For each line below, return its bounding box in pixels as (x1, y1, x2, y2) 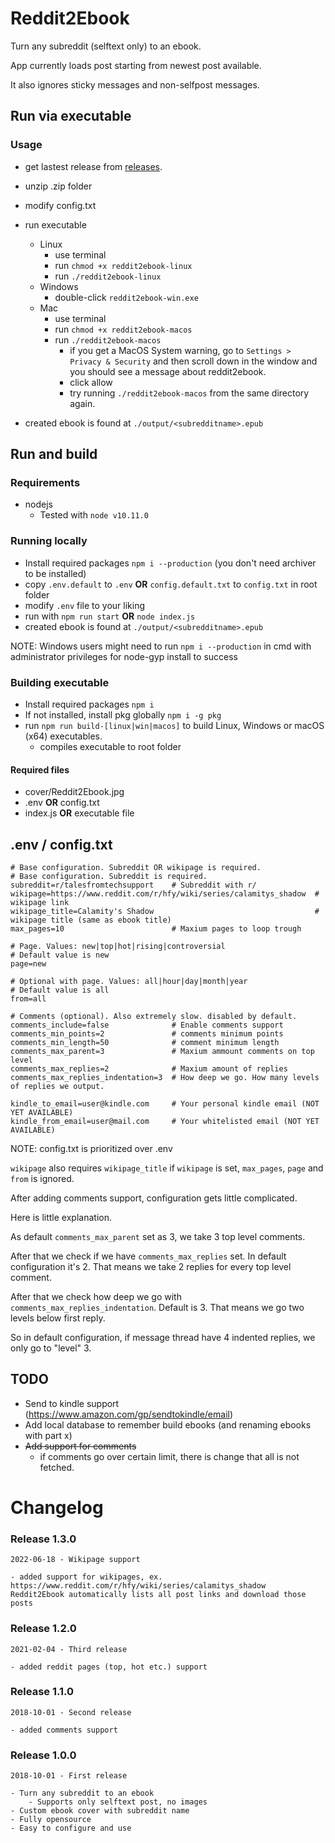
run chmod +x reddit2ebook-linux (54, 259, 193, 271)
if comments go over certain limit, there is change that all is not (39, 1450, 300, 1462)
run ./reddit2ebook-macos (54, 333, 162, 346)
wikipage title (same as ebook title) (10, 915, 172, 925)
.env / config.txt (10, 836, 113, 853)
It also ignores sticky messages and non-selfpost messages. (10, 78, 260, 91)
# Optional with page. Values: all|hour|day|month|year (10, 976, 248, 986)
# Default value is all (10, 985, 110, 995)
